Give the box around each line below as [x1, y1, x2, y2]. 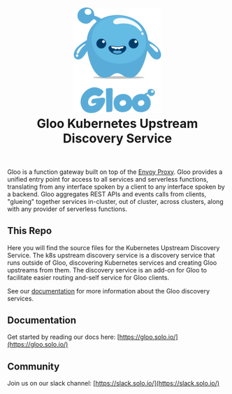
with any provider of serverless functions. [7, 205, 128, 213]
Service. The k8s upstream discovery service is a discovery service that [7, 251, 215, 259]
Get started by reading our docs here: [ [7, 333, 120, 342]
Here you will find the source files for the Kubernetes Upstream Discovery [7, 243, 220, 251]
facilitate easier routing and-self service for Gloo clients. [7, 273, 170, 282]
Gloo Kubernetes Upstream [36, 116, 198, 132]
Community [7, 360, 60, 372]
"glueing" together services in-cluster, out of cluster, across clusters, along [7, 197, 224, 205]
